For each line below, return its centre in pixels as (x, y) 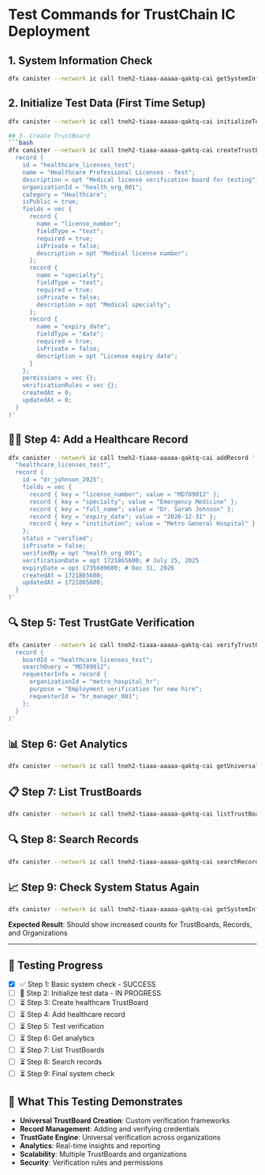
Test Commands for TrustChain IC (122, 15)
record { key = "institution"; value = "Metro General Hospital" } (142, 524)
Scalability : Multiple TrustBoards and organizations (103, 1154)
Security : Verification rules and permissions (91, 1162)
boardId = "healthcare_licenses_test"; (88, 660)
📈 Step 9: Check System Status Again (104, 887)
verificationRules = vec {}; (70, 386)
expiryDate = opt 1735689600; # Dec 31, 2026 (99, 568)
